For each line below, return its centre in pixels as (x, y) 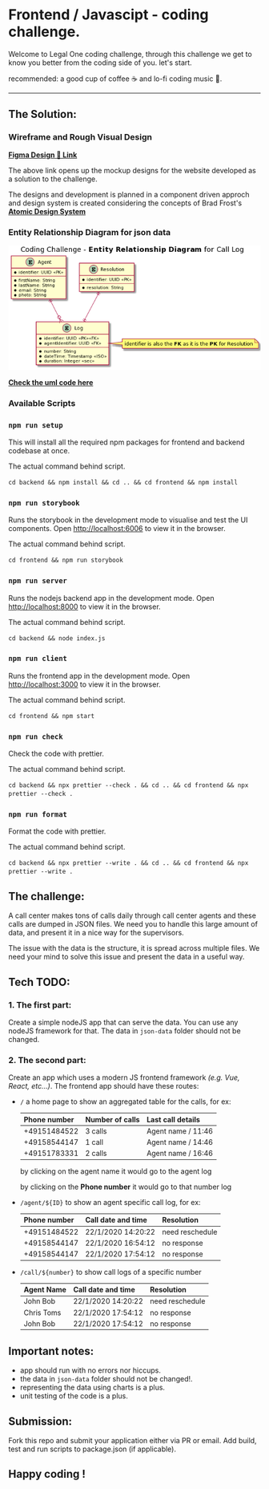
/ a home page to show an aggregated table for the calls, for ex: (125, 1102)
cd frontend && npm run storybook (66, 560)
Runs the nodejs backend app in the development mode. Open (111, 598)
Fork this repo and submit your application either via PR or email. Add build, (133, 1441)
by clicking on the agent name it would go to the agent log (116, 1171)
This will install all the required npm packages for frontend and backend (127, 442)
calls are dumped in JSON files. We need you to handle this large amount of (133, 924)
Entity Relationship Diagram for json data (90, 232)
